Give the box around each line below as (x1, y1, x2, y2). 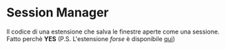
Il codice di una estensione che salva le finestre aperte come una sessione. (6, 27, 220, 36)
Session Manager (6, 5, 110, 21)
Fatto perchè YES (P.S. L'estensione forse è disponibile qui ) (6, 34, 176, 42)
